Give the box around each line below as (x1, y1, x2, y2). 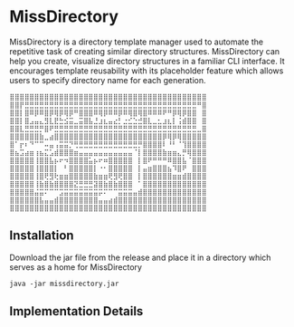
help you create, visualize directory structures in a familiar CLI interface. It (9, 55, 285, 66)
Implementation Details (9, 303, 144, 319)
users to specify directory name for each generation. (9, 74, 206, 85)
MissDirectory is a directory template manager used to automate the (9, 36, 264, 47)
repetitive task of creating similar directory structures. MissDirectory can (9, 45, 280, 56)
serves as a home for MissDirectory (9, 261, 143, 273)
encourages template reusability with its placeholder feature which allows (9, 65, 284, 76)
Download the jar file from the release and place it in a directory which (9, 252, 271, 263)
